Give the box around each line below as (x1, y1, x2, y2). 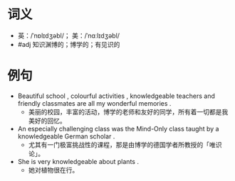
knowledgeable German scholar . (17, 132, 115, 141)
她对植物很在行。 (28, 165, 79, 174)
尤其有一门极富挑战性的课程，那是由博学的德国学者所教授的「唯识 (28, 140, 222, 149)
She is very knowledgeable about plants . (17, 157, 139, 165)
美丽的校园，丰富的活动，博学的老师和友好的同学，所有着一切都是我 (28, 107, 229, 116)
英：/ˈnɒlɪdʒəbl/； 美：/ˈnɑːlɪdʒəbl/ (17, 31, 120, 40)
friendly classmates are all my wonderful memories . (17, 99, 172, 107)
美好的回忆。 (28, 116, 66, 125)
